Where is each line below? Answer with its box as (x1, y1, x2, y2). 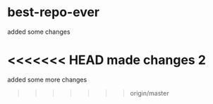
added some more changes (7, 75, 87, 84)
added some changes (7, 27, 71, 36)
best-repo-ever (7, 4, 100, 20)
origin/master (130, 89, 169, 97)
